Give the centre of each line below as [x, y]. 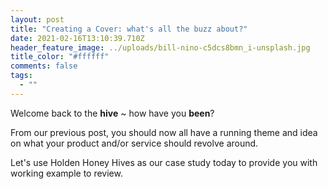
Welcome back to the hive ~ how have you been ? [112, 113]
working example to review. [66, 173]
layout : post [37, 19]
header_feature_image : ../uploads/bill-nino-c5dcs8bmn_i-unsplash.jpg [160, 47]
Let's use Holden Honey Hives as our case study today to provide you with [164, 162]
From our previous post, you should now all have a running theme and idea [164, 132]
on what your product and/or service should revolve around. [134, 143]
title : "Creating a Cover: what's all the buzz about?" [129, 29]
